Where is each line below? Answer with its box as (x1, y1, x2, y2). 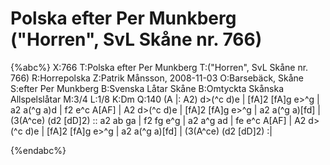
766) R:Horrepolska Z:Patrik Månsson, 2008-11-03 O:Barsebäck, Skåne (10, 72, 305, 84)
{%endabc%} (10, 144, 67, 156)
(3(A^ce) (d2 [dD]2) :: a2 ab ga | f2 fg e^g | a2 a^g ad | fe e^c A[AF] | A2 (10, 114, 307, 126)
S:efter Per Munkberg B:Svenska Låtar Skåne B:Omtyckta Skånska (10, 82, 285, 94)
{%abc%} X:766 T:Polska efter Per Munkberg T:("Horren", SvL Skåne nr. (10, 61, 309, 73)
